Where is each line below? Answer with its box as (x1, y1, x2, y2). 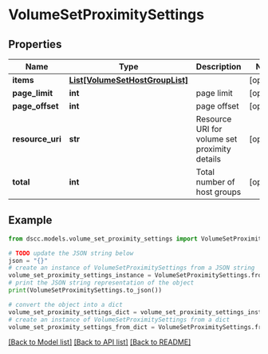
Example (8, 213, 53, 227)
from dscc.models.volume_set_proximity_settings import (8, 234, 198, 243)
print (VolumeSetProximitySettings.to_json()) (8, 286, 162, 295)
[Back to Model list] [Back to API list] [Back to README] (8, 337, 191, 347)
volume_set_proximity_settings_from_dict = (8, 323, 156, 331)
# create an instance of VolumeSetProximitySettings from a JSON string (8, 264, 255, 272)
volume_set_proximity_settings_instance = (8, 272, 152, 280)
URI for (195, 124, 223, 134)
